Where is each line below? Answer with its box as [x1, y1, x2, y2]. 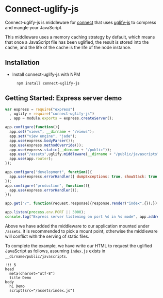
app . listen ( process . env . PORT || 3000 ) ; [5, 210, 86, 215]
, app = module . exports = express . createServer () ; [9, 116, 114, 121]
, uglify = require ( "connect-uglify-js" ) [9, 111, 95, 116]
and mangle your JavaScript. [5, 24, 63, 30]
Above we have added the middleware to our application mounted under [5, 223, 150, 229]
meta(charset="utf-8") [9, 271, 55, 276]
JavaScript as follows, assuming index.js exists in [5, 248, 106, 254]
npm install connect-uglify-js [16, 81, 80, 86]
